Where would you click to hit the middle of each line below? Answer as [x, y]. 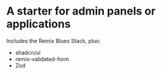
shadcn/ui [28, 52]
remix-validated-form [42, 59]
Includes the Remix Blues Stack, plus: [53, 41]
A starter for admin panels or [81, 11]
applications [39, 24]
